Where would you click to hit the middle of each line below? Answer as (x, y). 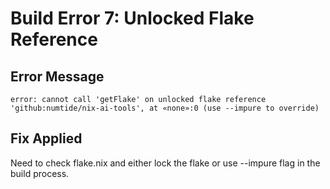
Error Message (57, 76)
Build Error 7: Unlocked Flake (132, 18)
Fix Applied (46, 138)
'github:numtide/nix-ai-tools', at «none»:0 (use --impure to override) (165, 108)
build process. (40, 173)
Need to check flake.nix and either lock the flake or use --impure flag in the (165, 163)
